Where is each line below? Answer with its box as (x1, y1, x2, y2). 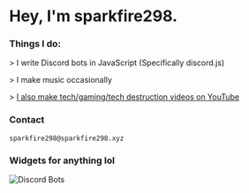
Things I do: (9, 38, 62, 50)
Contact (9, 114, 45, 126)
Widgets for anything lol (9, 154, 115, 167)
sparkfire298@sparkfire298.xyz (9, 134, 124, 143)
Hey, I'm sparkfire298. (9, 6, 178, 26)
